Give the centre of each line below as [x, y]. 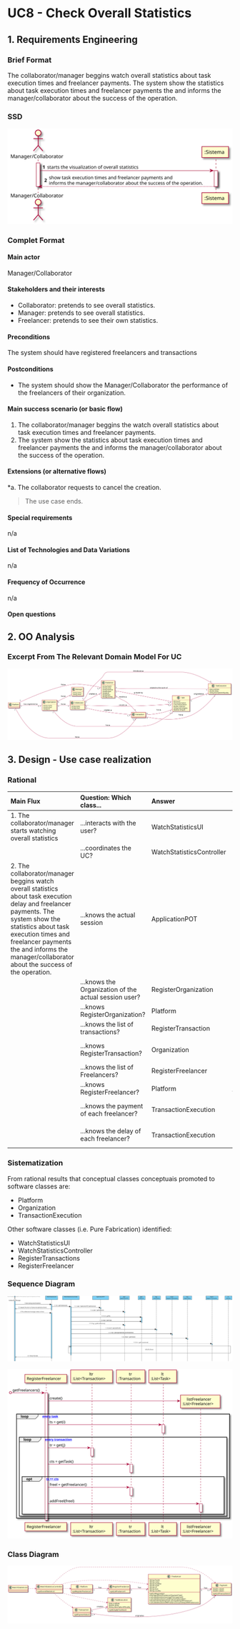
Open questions [31, 614]
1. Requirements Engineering [72, 40]
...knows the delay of [111, 1131]
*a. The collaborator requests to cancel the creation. [85, 487]
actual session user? [110, 997]
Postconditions [30, 369]
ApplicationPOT [174, 918]
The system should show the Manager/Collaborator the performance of [123, 385]
